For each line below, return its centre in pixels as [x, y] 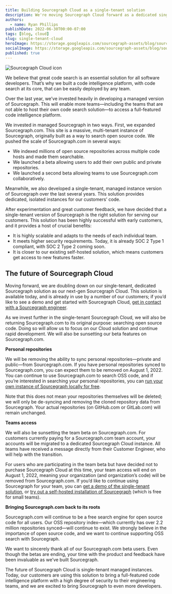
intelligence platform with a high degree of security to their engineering [80, 581]
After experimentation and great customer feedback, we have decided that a [86, 209]
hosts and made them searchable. [49, 157]
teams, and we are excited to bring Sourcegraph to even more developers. [84, 586]
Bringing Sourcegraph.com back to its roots [53, 507]
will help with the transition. [34, 454]
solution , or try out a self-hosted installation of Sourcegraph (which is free [83, 492]
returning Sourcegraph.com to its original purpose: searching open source [84, 323]
